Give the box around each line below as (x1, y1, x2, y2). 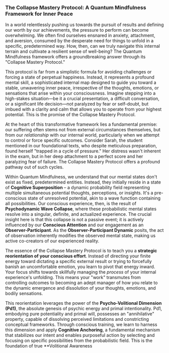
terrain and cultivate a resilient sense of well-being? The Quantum (5, 48, 142, 54)
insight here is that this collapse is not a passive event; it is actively (5, 217, 144, 223)
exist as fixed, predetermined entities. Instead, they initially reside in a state (5, 179, 161, 185)
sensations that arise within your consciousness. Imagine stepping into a (5, 90, 156, 97)
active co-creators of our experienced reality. (5, 238, 100, 244)
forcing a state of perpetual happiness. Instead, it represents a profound (5, 74, 155, 80)
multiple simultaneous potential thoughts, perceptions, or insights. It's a (5, 190, 153, 196)
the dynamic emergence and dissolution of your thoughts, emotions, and (5, 285, 156, 291)
